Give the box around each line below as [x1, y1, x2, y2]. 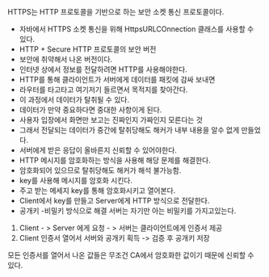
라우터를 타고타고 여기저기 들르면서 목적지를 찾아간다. [19, 85, 188, 94]
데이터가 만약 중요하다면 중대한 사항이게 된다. [19, 105, 162, 115]
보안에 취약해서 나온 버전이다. [19, 55, 113, 64]
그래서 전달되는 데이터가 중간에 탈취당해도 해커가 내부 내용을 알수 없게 [19, 125, 240, 135]
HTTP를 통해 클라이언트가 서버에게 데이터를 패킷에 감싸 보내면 [19, 75, 216, 84]
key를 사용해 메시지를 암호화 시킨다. [19, 176, 133, 185]
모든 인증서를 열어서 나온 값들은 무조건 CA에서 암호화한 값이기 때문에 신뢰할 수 [7, 250, 254, 260]
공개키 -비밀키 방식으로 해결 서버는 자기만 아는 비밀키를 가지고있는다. [19, 206, 237, 216]
